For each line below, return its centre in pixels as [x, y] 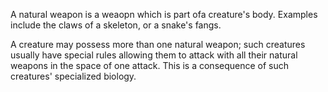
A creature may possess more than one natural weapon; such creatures [158, 44]
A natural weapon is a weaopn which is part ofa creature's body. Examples [164, 14]
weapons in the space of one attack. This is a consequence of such [150, 65]
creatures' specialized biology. [73, 76]
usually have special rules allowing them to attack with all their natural [154, 55]
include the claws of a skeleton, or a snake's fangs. [116, 25]
